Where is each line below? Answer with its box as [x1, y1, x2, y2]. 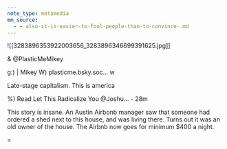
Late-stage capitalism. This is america [7, 82, 116, 90]
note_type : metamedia [7, 10, 69, 17]
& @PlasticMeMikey [7, 55, 63, 63]
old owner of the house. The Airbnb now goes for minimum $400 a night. [7, 123, 215, 131]
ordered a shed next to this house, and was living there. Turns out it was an [7, 115, 220, 124]
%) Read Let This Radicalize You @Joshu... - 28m [7, 95, 148, 103]
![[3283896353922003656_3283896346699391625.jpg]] [7, 42, 171, 50]
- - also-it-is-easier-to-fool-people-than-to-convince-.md [13, 23, 189, 30]
